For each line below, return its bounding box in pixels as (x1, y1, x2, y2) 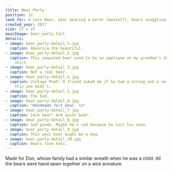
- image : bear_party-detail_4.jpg (5, 74, 79, 80)
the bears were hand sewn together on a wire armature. (5, 161, 123, 167)
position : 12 (5, 12, 33, 17)
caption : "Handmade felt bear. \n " (10, 103, 86, 108)
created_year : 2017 (5, 22, 47, 27)
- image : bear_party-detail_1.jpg (5, 41, 79, 46)
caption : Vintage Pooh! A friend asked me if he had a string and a (10, 79, 159, 84)
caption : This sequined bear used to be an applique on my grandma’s (10, 55, 161, 61)
